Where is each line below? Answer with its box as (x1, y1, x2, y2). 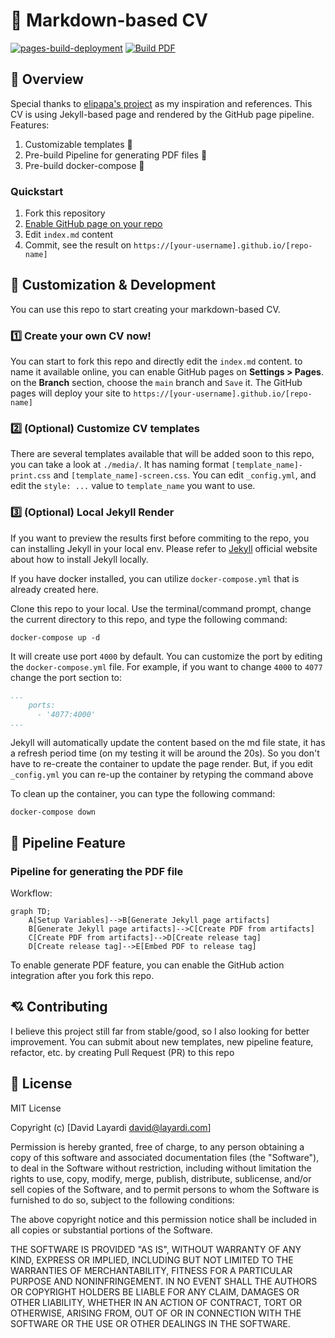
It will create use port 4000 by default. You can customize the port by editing (10, 650, 323, 662)
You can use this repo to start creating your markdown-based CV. (10, 303, 281, 315)
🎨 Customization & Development (10, 277, 217, 294)
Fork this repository (24, 207, 106, 219)
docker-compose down (10, 807, 97, 818)
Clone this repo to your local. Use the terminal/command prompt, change (10, 602, 312, 614)
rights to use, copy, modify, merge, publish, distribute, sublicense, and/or (10, 1172, 312, 1184)
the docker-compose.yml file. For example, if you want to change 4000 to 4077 (10, 660, 323, 673)
